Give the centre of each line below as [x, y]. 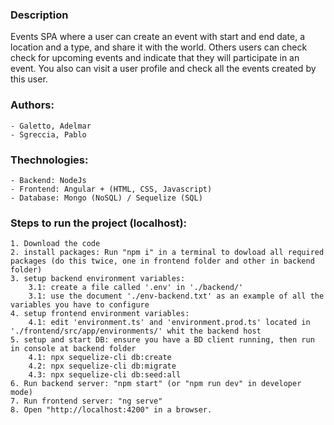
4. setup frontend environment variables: [100, 314]
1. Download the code [55, 244]
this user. [29, 79]
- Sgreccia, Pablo [48, 134]
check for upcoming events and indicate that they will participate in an [155, 58]
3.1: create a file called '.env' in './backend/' [136, 288]
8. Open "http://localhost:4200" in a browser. [111, 410]
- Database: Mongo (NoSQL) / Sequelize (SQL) [106, 198]
